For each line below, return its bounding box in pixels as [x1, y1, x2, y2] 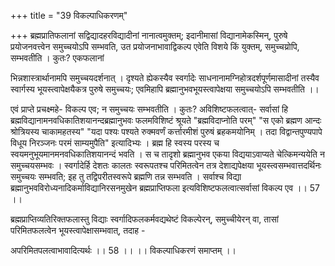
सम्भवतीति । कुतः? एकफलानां [10, 52, 105, 64]
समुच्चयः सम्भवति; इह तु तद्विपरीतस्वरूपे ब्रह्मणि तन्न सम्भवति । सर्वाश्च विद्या [10, 171, 242, 182]
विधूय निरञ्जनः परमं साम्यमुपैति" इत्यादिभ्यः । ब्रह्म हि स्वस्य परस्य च [10, 137, 220, 149]
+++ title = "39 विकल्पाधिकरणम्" [10, 10, 128, 21]
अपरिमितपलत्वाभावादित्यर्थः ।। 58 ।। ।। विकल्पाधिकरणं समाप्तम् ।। [10, 245, 237, 256]
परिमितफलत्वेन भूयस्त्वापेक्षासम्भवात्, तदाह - [10, 225, 146, 236]
